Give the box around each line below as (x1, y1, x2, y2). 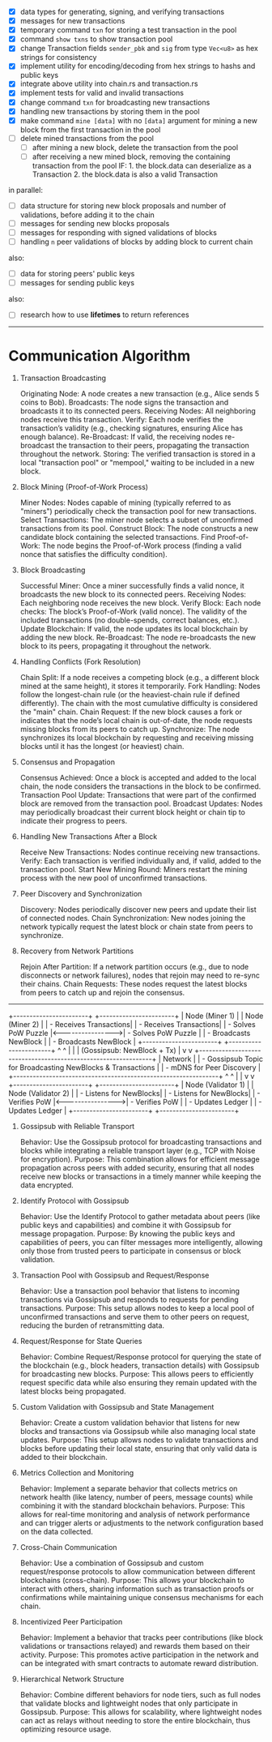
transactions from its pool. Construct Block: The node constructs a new (19, 524, 259, 533)
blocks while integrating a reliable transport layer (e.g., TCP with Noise (19, 1146, 256, 1156)
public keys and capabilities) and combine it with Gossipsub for (19, 1220, 232, 1231)
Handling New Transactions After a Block (19, 832, 158, 841)
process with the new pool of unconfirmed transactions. (19, 873, 208, 883)
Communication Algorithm (8, 346, 191, 365)
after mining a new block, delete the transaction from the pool (32, 142, 239, 152)
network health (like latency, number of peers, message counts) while (19, 1492, 253, 1502)
